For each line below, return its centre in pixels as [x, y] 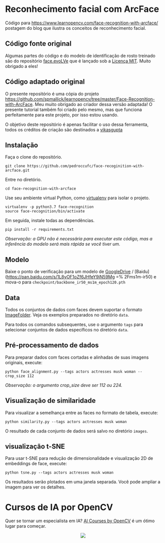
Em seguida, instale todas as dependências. [50, 220]
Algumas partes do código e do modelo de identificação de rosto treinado [80, 55]
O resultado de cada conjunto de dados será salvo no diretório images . [77, 431]
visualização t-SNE [35, 447]
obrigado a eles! [22, 66]
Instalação [22, 145]
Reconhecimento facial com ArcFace [82, 9]
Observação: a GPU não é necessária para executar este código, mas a [79, 239]
